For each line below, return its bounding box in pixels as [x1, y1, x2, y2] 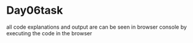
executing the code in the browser [6, 29, 93, 36]
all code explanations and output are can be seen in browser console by [6, 23, 187, 30]
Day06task [6, 4, 63, 17]
